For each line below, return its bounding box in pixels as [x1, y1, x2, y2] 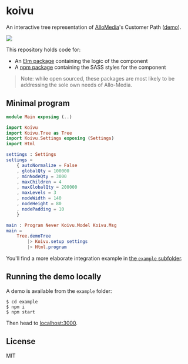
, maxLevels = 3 [16, 190, 57, 196]
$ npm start [6, 309, 35, 315]
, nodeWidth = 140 [16, 195, 62, 201]
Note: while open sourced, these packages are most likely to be [20, 75, 175, 82]
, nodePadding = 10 [16, 206, 65, 212]
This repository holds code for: [6, 46, 81, 53]
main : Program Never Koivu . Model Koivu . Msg [6, 222, 117, 228]
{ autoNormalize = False [16, 162, 78, 168]
